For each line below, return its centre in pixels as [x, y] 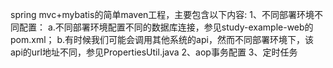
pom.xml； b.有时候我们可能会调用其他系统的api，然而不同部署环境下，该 [162, 39]
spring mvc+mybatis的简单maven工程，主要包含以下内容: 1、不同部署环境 [162, 14]
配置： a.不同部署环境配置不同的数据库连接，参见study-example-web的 [166, 27]
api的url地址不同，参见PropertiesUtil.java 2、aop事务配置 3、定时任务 [154, 52]
